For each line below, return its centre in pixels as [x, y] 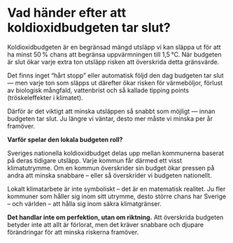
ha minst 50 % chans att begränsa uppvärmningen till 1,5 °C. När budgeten [114, 54]
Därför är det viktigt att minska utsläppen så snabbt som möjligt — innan [111, 111]
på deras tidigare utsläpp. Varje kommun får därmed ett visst [95, 160]
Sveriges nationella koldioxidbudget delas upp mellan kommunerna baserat [115, 153]
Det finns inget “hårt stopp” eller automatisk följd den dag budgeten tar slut [115, 75]
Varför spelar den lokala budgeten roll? [65, 139]
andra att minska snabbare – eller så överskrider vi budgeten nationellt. [110, 175]
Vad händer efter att [67, 13]
